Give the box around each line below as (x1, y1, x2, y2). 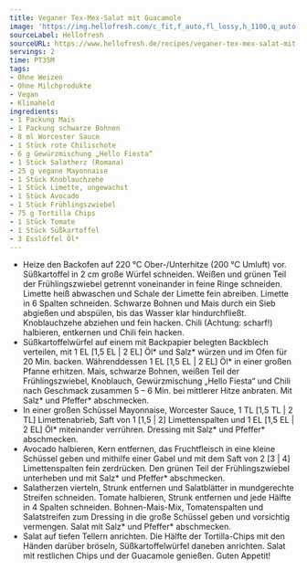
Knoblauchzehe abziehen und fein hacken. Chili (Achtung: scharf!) (22, 317, 273, 329)
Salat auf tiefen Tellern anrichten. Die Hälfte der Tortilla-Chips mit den (22, 531, 286, 542)
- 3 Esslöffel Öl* (9, 234, 79, 243)
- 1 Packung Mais (9, 115, 76, 124)
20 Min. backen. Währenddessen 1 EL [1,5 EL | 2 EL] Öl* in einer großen (22, 356, 292, 367)
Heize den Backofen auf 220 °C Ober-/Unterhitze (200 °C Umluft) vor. (22, 259, 287, 270)
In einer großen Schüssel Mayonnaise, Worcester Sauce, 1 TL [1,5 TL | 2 (22, 405, 293, 416)
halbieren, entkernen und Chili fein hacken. (22, 327, 185, 338)
